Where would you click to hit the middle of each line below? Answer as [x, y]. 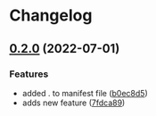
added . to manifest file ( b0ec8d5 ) [85, 93]
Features [29, 74]
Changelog [51, 16]
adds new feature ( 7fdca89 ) [74, 103]
